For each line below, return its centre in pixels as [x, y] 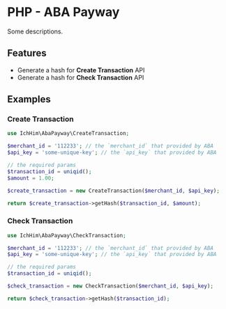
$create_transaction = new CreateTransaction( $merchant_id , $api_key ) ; [113, 191]
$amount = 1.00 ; [31, 178]
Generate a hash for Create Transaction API [81, 70]
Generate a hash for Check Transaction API [81, 77]
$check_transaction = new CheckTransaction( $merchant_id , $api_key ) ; [111, 286]
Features [27, 53]
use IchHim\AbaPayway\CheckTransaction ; [67, 235]
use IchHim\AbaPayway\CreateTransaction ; [68, 134]
